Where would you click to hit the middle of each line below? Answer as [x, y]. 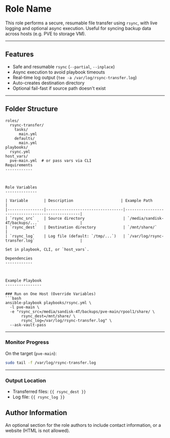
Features [19, 55]
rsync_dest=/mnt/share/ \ [48, 316]
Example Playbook [24, 280]
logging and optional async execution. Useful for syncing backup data [78, 28]
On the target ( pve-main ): [31, 353]
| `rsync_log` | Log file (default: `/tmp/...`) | [65, 236]
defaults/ [25, 138]
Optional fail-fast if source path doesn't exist [59, 88]
